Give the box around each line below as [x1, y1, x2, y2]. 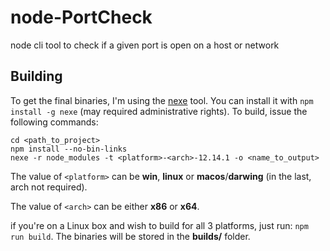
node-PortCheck [10, 6, 153, 29]
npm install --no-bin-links [10, 144, 128, 154]
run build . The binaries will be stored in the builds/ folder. [10, 230, 251, 242]
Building [10, 68, 63, 85]
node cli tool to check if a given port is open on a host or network [10, 39, 280, 51]
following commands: [10, 116, 99, 128]
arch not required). [10, 181, 88, 193]
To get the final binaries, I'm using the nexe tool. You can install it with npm [10, 94, 314, 106]
